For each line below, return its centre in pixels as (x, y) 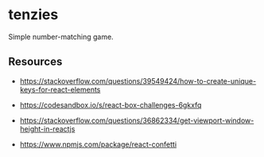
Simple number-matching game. (61, 37)
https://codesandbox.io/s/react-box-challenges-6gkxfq (111, 104)
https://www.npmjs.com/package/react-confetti (98, 144)
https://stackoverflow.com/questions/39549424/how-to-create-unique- (138, 80)
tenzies (33, 15)
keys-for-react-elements (60, 89)
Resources (35, 62)
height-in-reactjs (47, 128)
